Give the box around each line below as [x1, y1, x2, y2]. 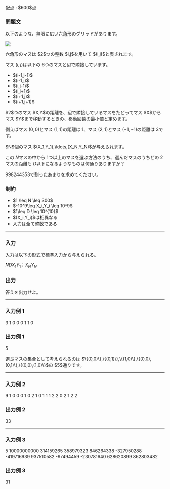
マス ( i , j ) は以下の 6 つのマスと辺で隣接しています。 [5, 62, 111, 68]
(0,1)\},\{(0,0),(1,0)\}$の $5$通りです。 [5, 362, 84, 368]
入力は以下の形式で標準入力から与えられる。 [5, 252, 99, 258]
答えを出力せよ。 [5, 289, 41, 295]
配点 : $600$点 [5, 5, 37, 10]
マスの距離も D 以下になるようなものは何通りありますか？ [5, 161, 125, 167]
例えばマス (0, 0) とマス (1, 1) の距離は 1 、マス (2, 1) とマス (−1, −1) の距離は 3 [5, 126, 159, 133]
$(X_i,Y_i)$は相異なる [12, 214, 58, 220]
